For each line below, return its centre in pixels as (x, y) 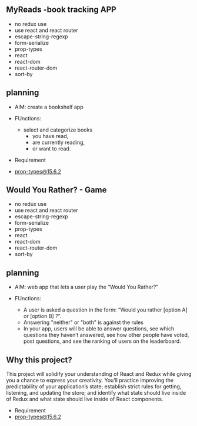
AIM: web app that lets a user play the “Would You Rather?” (86, 287)
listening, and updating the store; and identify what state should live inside (96, 393)
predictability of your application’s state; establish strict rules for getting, (94, 386)
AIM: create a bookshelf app (49, 107)
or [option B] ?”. (42, 316)
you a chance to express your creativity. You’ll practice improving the (90, 381)
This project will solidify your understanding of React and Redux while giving (99, 374)
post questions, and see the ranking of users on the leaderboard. (102, 341)
